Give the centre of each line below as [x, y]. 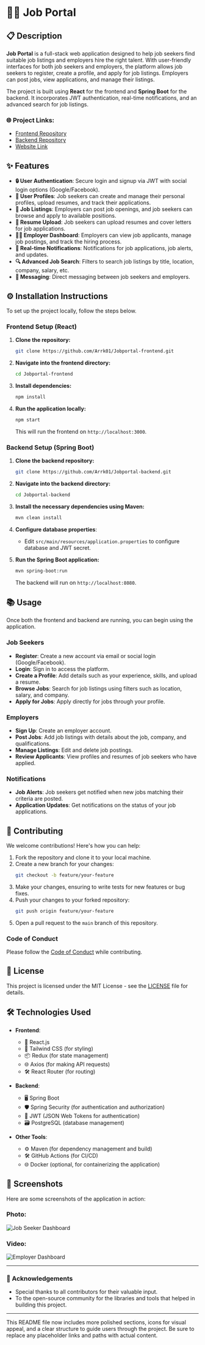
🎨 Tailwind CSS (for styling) [59, 1048]
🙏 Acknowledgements [40, 1279]
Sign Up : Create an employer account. [63, 730]
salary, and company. [42, 695]
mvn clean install [38, 517]
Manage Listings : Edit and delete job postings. [74, 750]
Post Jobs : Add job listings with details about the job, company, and [101, 737]
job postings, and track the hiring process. [68, 242]
